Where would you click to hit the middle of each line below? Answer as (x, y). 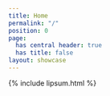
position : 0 (28, 30)
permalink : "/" (34, 23)
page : (17, 38)
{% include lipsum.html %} (53, 83)
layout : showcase (37, 61)
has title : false (45, 53)
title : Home (28, 16)
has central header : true (59, 46)
